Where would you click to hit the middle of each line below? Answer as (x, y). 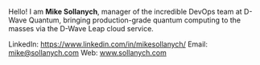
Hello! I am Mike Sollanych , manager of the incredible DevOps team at (126, 12)
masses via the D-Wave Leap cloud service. (81, 28)
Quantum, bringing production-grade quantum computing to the (135, 20)
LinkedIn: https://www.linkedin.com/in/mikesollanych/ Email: (108, 44)
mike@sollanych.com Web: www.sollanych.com (87, 53)
